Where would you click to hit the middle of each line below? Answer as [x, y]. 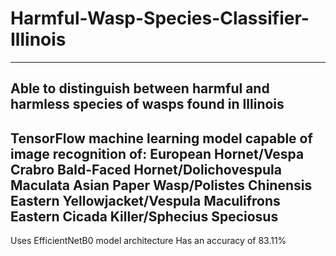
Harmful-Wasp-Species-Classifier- [160, 18]
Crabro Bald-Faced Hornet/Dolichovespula [146, 169]
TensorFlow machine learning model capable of [161, 138]
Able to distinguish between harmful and [140, 88]
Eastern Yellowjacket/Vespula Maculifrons [145, 200]
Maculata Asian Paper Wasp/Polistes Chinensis [161, 185]
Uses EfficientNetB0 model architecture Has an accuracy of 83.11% [148, 241]
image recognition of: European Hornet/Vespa [157, 153]
